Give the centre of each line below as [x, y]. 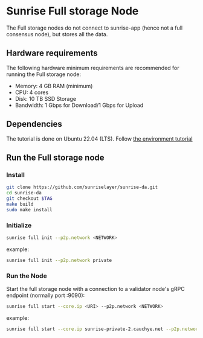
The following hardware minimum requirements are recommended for [93, 68]
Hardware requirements [52, 53]
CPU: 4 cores [32, 92]
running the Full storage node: [44, 74]
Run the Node [27, 276]
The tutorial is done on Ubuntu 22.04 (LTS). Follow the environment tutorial [99, 139]
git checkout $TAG [29, 199]
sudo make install [29, 209]
